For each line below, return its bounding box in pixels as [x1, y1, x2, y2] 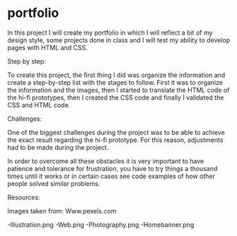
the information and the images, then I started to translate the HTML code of [7, 85, 230, 94]
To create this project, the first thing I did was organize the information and [7, 71, 226, 79]
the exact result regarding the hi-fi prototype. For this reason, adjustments [7, 136, 224, 144]
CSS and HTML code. [7, 100, 71, 109]
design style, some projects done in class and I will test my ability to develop [7, 35, 231, 44]
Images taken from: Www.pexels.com [7, 206, 117, 215]
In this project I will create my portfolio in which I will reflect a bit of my [7, 28, 213, 37]
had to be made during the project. [7, 143, 109, 151]
